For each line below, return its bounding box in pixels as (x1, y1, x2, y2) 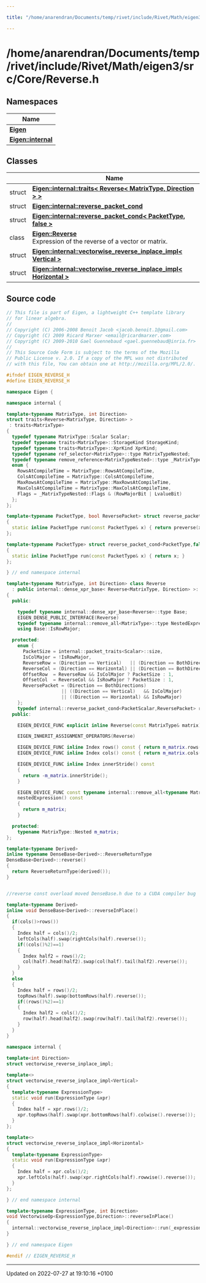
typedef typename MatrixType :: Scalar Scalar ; (12, 434, 131, 440)
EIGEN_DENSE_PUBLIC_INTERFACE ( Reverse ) (17, 615, 120, 621)
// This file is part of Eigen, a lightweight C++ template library (6, 310, 185, 316)
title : (6, 14, 23, 20)
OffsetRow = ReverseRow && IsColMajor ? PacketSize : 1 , (22, 671, 174, 678)
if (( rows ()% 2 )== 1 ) (17, 998, 64, 1005)
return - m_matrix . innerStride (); (22, 772, 109, 779)
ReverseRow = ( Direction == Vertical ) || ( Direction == (22, 660, 174, 666)
